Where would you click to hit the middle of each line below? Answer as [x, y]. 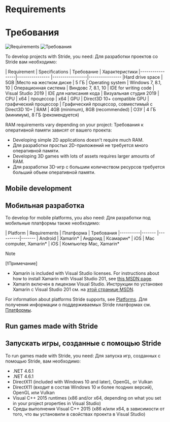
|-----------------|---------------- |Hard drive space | [107, 77]
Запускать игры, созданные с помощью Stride [83, 344]
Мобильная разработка [45, 205]
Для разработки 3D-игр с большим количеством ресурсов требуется [89, 167]
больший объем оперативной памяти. [54, 172]
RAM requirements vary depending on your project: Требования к [74, 125]
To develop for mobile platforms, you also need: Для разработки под [78, 218]
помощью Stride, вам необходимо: [43, 361]
